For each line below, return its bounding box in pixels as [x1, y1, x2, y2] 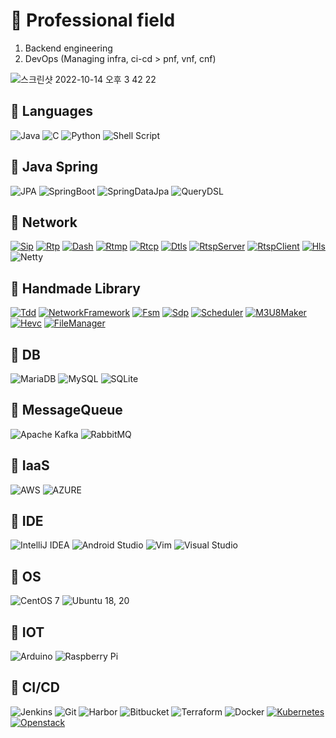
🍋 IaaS [10, 457, 50, 474]
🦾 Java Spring [10, 159, 99, 176]
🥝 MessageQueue [10, 402, 123, 419]
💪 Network [10, 214, 78, 231]
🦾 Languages [10, 103, 93, 120]
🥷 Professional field [10, 9, 176, 32]
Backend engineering [24, 42, 113, 54]
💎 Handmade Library [10, 280, 141, 297]
